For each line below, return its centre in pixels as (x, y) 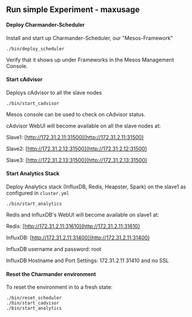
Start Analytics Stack (33, 174)
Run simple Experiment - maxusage (73, 10)
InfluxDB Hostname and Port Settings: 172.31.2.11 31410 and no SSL (88, 260)
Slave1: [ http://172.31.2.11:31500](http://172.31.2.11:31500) (75, 137)
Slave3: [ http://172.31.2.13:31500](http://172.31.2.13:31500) (77, 160)
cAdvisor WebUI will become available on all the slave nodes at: (84, 126)
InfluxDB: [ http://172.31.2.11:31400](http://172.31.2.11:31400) (78, 238)
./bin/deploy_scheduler (35, 49)
